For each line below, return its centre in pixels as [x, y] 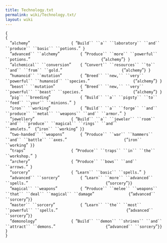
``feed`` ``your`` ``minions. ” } [41, 103]
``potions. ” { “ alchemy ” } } [68, 59]
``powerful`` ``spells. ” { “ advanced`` [79, 210]
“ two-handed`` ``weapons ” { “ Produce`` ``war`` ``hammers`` [81, 134]
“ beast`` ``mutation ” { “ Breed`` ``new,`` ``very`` [77, 86]
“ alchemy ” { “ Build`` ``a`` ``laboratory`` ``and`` [85, 43]
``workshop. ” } [21, 156]
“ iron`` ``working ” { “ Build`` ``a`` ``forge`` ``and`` [84, 108]
